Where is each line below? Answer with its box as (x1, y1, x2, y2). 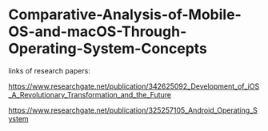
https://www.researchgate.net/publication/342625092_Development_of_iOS (8, 81, 260, 91)
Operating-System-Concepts (8, 40, 208, 58)
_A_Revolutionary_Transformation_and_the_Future (8, 89, 172, 99)
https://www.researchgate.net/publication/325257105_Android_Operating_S (8, 105, 258, 115)
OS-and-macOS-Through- (8, 22, 187, 41)
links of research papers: (8, 65, 90, 75)
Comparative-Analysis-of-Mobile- (8, 6, 242, 24)
